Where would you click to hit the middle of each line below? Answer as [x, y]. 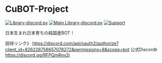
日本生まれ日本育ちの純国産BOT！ [40, 32]
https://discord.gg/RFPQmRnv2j [38, 55]
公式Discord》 [144, 49]
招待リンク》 [18, 43]
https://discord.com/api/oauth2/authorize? [75, 43]
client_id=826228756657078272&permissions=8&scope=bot [67, 49]
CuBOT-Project [37, 9]
